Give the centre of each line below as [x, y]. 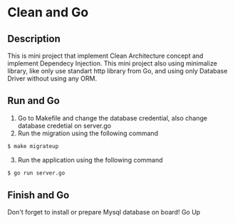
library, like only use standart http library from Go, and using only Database [117, 71]
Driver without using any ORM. [52, 78]
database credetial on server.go [64, 125]
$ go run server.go [36, 173]
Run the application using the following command [90, 160]
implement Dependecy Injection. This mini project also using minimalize [112, 63]
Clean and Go [48, 12]
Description [34, 39]
